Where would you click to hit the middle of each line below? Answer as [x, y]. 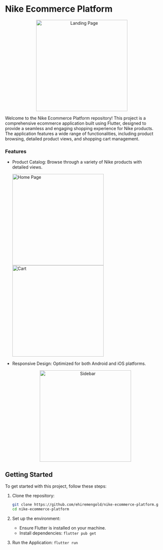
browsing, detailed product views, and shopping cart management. [72, 139]
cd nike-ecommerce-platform [40, 509]
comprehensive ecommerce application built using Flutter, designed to [76, 123]
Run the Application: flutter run [45, 542]
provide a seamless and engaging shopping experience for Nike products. [79, 128]
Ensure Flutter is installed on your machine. [63, 528]
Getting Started [29, 474]
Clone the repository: [33, 496]
